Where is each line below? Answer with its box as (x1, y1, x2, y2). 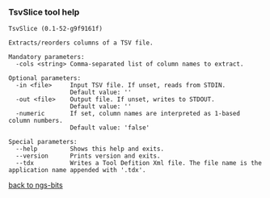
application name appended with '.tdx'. (8, 166, 147, 175)
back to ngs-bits (8, 180, 63, 190)
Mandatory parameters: (8, 53, 85, 61)
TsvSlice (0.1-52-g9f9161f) (8, 25, 103, 33)
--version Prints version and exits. (15, 152, 161, 160)
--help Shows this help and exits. (15, 145, 164, 154)
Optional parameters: (8, 74, 82, 82)
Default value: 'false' (70, 124, 150, 132)
